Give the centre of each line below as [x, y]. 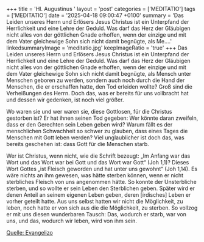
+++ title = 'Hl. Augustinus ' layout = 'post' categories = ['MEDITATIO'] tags [101, 9]
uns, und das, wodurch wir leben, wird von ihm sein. [72, 221]
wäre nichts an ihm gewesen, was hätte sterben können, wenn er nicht [95, 175]
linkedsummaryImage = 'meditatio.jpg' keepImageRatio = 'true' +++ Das [97, 48]
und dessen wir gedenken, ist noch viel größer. [65, 100]
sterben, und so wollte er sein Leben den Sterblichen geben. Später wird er [100, 188]
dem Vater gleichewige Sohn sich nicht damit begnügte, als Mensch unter [99, 74]
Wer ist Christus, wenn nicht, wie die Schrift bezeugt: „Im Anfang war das [98, 156]
